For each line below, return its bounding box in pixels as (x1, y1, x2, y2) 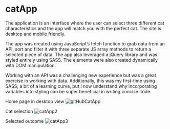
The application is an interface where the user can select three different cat (5, 20, 165, 26)
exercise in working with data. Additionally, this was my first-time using (5, 78, 155, 84)
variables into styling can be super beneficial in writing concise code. (5, 88, 152, 94)
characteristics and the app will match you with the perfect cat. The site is (5, 25, 161, 31)
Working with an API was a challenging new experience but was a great (5, 72, 156, 78)
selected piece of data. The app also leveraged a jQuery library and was (5, 51, 158, 58)
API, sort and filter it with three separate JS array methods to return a (5, 46, 152, 52)
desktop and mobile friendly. (5, 31, 66, 37)
